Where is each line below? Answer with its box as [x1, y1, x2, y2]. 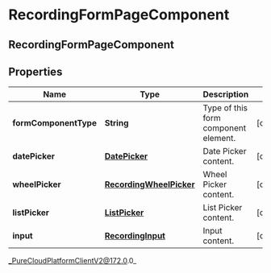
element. [202, 133, 236, 144]
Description [202, 89, 249, 100]
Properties [8, 64, 63, 78]
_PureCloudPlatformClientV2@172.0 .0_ [8, 256, 137, 266]
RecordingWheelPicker [104, 179, 195, 190]
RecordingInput [104, 230, 165, 242]
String [104, 118, 129, 129]
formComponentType [12, 118, 97, 129]
